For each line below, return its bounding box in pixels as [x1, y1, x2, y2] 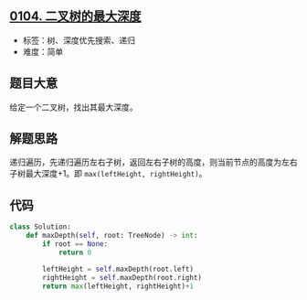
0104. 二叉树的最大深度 [9, 8, 142, 25]
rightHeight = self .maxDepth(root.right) [42, 273, 203, 282]
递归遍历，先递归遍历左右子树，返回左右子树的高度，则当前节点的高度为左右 [9, 156, 298, 167]
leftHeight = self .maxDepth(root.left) [42, 264, 195, 273]
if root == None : [42, 240, 108, 249]
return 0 [58, 248, 92, 257]
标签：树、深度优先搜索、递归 [22, 35, 135, 46]
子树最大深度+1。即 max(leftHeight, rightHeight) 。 [9, 168, 207, 179]
